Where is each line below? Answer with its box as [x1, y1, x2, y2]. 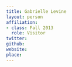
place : [6, 52, 22, 58]
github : [6, 41, 25, 47]
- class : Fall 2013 [6, 24, 54, 31]
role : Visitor [11, 30, 46, 36]
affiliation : [6, 19, 38, 25]
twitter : [6, 36, 28, 41]
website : [6, 47, 28, 52]
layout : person [6, 14, 43, 20]
